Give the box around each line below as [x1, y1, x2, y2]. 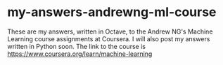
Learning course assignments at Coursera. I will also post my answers [7, 34, 210, 43]
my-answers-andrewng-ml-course [7, 4, 217, 20]
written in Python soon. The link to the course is [7, 42, 146, 50]
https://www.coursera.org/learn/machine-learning [7, 50, 153, 58]
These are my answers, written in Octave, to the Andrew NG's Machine [7, 27, 213, 36]
